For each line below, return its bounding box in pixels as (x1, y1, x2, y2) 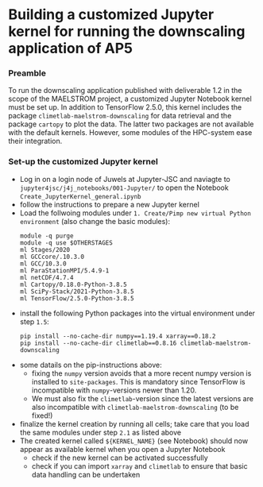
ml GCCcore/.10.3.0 (19, 253, 85, 261)
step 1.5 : (19, 316, 49, 327)
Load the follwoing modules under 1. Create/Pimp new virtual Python (19, 208, 252, 218)
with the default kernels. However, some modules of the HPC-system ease (8, 128, 253, 137)
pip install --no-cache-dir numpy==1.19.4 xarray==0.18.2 (19, 332, 216, 340)
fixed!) (31, 411, 53, 420)
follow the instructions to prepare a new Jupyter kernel (19, 199, 200, 209)
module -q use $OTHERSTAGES (19, 238, 113, 247)
